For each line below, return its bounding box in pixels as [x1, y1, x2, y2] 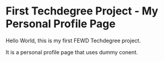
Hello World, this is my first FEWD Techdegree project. [5, 37, 141, 44]
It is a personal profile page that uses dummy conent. [5, 48, 138, 55]
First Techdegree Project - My [5, 4, 159, 18]
